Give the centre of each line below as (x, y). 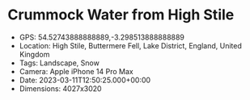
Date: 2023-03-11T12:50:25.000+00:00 (85, 80)
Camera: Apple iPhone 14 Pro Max (76, 71)
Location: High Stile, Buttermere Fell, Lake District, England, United (130, 45)
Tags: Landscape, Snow (59, 63)
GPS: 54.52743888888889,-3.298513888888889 (102, 37)
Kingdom (34, 54)
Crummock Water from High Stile (121, 15)
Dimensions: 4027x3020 (60, 88)
